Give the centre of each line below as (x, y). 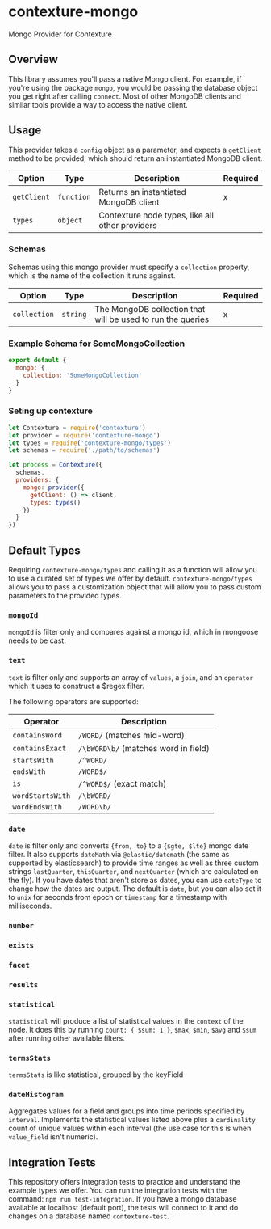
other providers (128, 225)
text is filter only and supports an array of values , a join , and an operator (131, 677)
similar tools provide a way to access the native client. (98, 104)
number (21, 925)
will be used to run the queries (152, 319)
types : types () (55, 503)
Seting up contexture (50, 411)
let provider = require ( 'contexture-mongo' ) (84, 435)
